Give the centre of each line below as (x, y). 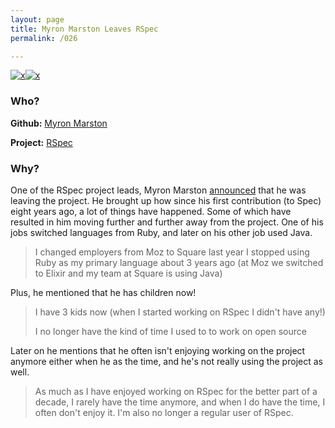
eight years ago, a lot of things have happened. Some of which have (151, 211)
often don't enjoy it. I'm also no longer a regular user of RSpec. (164, 412)
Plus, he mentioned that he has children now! (103, 292)
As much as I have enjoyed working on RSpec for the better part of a (176, 391)
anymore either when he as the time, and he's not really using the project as (166, 361)
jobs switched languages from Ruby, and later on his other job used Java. (161, 232)
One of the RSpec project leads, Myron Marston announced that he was (158, 190)
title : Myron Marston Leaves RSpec (84, 29)
